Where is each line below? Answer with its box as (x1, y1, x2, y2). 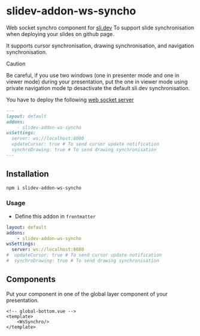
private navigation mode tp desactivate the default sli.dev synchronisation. (6, 84, 190, 91)
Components (6, 274, 56, 284)
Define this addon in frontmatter (14, 212, 96, 220)
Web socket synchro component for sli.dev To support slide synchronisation (6, 24, 195, 31)
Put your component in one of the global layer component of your (6, 290, 168, 298)
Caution (6, 60, 26, 67)
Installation (6, 169, 49, 179)
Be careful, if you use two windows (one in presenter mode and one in (6, 71, 180, 79)
